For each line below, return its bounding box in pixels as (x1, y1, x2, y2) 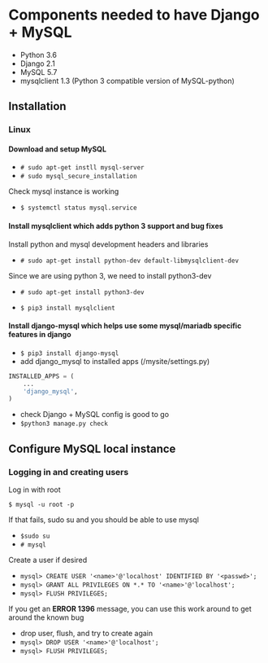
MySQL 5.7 (19, 67, 58, 77)
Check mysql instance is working (8, 187, 119, 196)
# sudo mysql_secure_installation (19, 173, 137, 181)
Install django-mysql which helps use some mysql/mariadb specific (8, 321, 242, 331)
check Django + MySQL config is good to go (19, 410, 169, 419)
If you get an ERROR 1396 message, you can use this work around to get (8, 604, 252, 614)
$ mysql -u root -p (8, 501, 75, 509)
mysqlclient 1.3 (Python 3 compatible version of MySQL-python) (19, 76, 236, 86)
